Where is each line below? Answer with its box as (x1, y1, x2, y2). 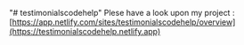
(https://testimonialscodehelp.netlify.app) (9, 26, 161, 36)
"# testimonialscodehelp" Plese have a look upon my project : (9, 8, 235, 18)
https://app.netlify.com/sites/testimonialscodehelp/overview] (12, 17, 236, 27)
